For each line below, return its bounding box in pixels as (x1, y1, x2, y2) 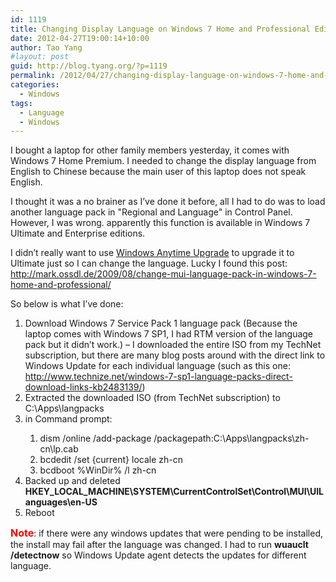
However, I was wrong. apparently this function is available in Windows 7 (10, 217, 311, 229)
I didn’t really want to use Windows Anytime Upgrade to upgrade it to (10, 247, 295, 259)
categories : (10, 80, 60, 90)
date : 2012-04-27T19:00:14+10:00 (10, 33, 150, 43)
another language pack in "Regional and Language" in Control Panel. (10, 206, 293, 218)
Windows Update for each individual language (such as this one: (24, 360, 291, 372)
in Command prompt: (24, 413, 113, 425)
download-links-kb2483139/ (24, 381, 143, 393)
